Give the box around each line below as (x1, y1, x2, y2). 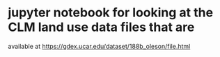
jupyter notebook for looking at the (8, 5, 214, 21)
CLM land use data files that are (8, 19, 195, 35)
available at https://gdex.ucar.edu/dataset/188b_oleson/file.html (8, 42, 191, 50)
